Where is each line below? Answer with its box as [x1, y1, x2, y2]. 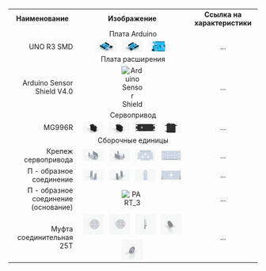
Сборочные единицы [97, 135, 169, 145]
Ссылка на [204, 10, 242, 19]
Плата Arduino [108, 29, 158, 38]
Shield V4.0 [35, 86, 74, 96]
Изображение [108, 13, 157, 24]
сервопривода [23, 155, 74, 165]
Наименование [15, 13, 69, 24]
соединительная [17, 232, 74, 242]
